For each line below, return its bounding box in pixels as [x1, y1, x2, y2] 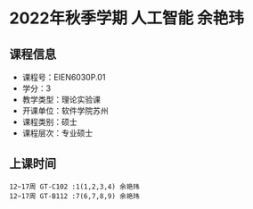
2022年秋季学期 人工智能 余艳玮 [9, 8, 245, 29]
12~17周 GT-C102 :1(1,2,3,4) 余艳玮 [9, 182, 140, 191]
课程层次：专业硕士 [21, 128, 94, 138]
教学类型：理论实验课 [21, 95, 101, 104]
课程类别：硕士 [21, 117, 78, 127]
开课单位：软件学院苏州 [21, 105, 109, 116]
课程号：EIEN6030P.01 [21, 72, 106, 82]
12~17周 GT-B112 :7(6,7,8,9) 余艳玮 [9, 191, 140, 201]
